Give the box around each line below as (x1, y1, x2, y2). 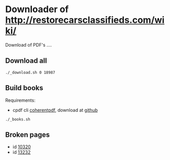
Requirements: (5, 97, 35, 103)
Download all (5, 57, 47, 65)
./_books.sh (5, 116, 30, 122)
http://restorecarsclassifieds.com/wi (5, 14, 165, 26)
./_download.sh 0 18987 (5, 70, 56, 75)
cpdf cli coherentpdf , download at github (12, 107, 98, 113)
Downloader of (5, 4, 69, 15)
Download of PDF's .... (5, 42, 52, 48)
